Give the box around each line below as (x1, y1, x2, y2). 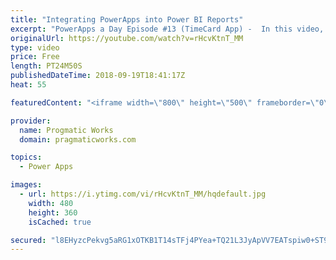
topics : (10, 152, 43, 163)
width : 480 (28, 198, 74, 208)
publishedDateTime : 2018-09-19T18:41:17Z (10, 71, 186, 81)
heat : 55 (10, 80, 47, 90)
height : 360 (28, 207, 78, 218)
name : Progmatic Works (19, 125, 114, 135)
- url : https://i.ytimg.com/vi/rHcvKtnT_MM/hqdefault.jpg (19, 189, 267, 199)
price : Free (10, 52, 60, 62)
